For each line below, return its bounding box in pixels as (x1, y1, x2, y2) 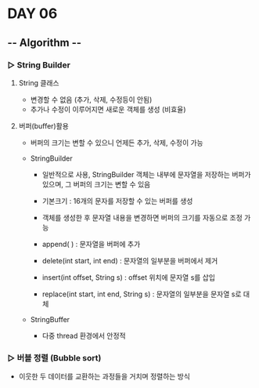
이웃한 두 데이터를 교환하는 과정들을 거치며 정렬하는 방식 (18, 372, 191, 381)
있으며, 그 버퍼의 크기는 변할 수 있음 (41, 179, 151, 189)
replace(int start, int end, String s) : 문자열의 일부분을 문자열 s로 (41, 289, 242, 299)
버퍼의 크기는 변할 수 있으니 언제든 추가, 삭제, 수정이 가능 (30, 138, 204, 147)
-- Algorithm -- (7, 36, 82, 49)
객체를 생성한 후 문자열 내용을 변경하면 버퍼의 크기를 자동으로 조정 (41, 212, 243, 222)
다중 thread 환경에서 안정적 (41, 331, 126, 340)
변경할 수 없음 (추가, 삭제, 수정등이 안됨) (30, 95, 153, 104)
